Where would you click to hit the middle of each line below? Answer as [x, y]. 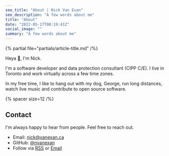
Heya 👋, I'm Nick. [23, 58]
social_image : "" [24, 29]
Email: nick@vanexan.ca [38, 137]
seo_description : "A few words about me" [50, 15]
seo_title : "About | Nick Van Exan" [44, 10]
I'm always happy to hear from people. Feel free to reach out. [70, 127]
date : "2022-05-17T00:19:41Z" [38, 24]
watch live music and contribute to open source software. [66, 89]
